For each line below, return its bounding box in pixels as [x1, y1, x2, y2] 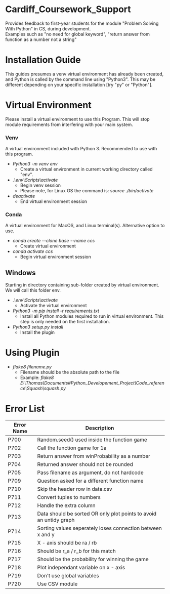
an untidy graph [37, 517, 75, 524]
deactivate [12, 193, 35, 199]
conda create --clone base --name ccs [12, 238, 95, 244]
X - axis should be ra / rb [37, 539, 97, 546]
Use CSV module [37, 580, 78, 587]
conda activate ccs [12, 248, 53, 254]
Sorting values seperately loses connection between [37, 525, 162, 532]
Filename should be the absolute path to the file [20, 369, 120, 375]
